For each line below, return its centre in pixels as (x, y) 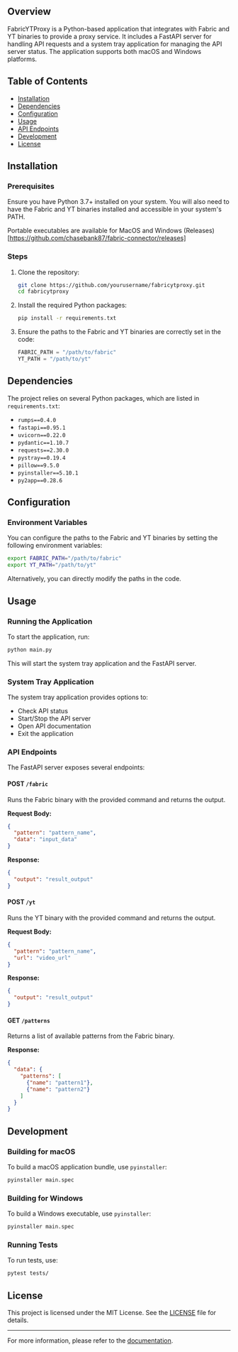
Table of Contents (48, 81)
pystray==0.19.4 (41, 458)
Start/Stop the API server (54, 719)
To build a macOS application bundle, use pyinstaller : (87, 1167)
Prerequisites (31, 186)
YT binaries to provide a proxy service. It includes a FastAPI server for (110, 36)
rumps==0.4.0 (37, 420)
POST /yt (22, 902)
